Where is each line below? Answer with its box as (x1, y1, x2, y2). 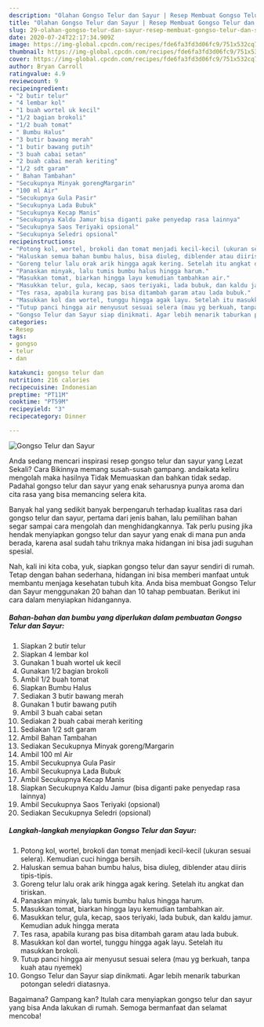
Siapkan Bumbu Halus (20, 682, 92, 692)
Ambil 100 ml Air (20, 749, 74, 758)
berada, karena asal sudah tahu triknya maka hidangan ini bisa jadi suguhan (9, 538, 254, 547)
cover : (9, 56, 31, 64)
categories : (9, 318, 48, 326)
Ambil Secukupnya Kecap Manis (20, 774, 125, 784)
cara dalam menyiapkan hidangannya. (9, 594, 132, 605)
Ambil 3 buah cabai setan (20, 707, 103, 717)
